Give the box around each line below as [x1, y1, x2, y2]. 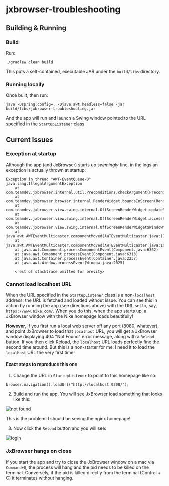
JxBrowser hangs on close [6, 448, 72, 455]
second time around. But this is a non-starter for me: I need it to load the [6, 344, 155, 350]
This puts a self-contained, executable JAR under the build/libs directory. [6, 68, 160, 74]
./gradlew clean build [6, 59, 53, 65]
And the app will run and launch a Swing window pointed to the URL [6, 115, 146, 122]
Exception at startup [6, 150, 57, 157]
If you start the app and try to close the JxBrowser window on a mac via [6, 459, 154, 465]
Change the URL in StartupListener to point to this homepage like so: [13, 373, 157, 379]
